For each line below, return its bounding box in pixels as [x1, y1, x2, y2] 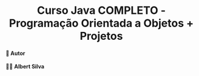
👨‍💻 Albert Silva [5, 63, 45, 70]
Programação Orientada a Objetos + [8, 16, 194, 30]
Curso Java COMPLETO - [36, 4, 166, 17]
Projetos [79, 30, 123, 43]
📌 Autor [5, 49, 25, 57]
